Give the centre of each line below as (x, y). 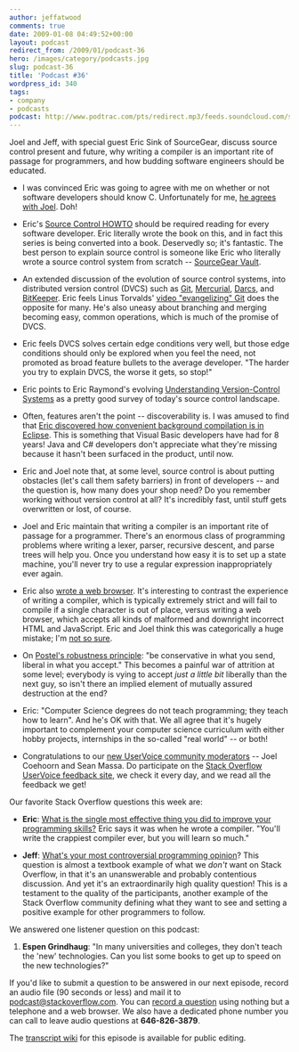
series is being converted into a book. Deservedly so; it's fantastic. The (153, 243)
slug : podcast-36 (41, 68)
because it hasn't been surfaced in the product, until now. (128, 454)
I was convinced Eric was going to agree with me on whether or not (145, 188)
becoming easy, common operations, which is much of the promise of (150, 317)
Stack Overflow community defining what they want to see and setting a (154, 903)
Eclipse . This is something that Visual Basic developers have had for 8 (150, 435)
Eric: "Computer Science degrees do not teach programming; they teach (155, 711)
